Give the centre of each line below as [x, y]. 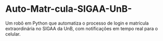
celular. [13, 34]
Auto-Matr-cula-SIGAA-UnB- [68, 9]
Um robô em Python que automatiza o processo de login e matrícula [77, 23]
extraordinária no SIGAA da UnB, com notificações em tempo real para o [82, 28]
